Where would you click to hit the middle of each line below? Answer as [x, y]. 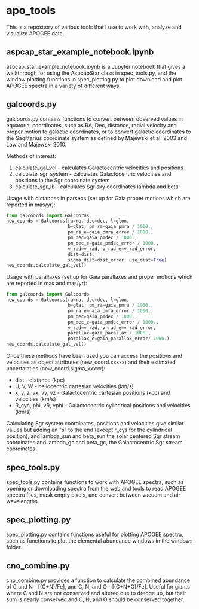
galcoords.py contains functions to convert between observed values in [95, 119]
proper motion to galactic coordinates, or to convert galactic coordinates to [99, 132]
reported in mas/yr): [31, 205]
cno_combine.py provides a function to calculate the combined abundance [98, 580]
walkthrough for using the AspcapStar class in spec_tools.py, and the [91, 73]
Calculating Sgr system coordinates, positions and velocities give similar [95, 424]
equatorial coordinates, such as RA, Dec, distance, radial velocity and [92, 125]
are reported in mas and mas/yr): [47, 283]
